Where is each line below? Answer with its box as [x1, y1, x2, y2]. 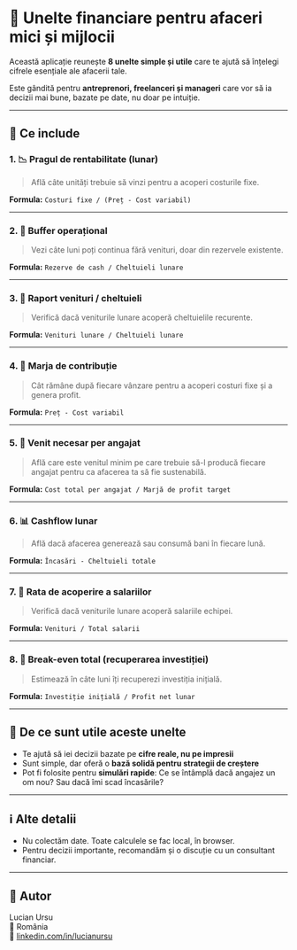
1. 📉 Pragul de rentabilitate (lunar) [9, 153, 159, 166]
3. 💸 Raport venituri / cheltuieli [9, 292, 142, 304]
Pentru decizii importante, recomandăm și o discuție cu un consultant [21, 845, 276, 856]
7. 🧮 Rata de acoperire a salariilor [9, 586, 152, 598]
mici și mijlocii [9, 27, 115, 47]
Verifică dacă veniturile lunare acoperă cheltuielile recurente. [30, 312, 254, 323]
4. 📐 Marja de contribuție [9, 360, 118, 372]
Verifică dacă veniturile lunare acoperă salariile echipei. [30, 606, 233, 617]
